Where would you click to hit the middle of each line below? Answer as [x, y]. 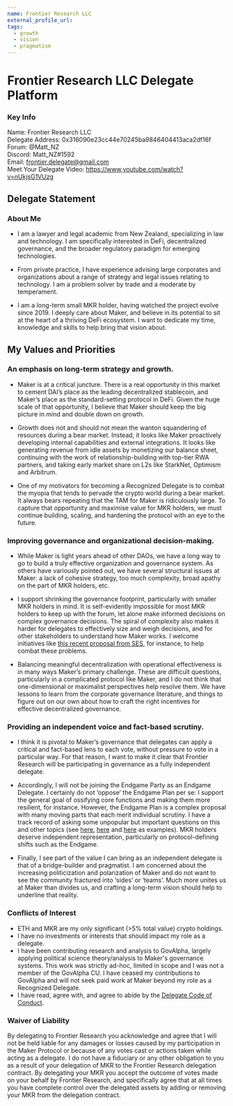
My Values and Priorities [62, 349]
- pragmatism [32, 46]
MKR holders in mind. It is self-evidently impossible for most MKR [111, 607]
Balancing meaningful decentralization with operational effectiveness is [120, 665]
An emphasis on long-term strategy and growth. [90, 369]
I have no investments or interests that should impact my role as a [111, 936]
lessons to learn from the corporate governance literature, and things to [120, 694]
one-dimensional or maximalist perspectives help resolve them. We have [121, 687]
